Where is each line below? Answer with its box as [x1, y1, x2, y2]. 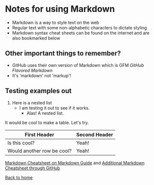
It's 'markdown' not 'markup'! [12, 72, 71, 79]
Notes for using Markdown [5, 3, 115, 15]
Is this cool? [7, 139, 35, 146]
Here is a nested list [12, 100, 52, 105]
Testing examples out [5, 87, 72, 95]
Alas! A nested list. [26, 110, 64, 116]
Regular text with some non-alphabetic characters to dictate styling [12, 24, 147, 30]
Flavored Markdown [12, 67, 53, 73]
